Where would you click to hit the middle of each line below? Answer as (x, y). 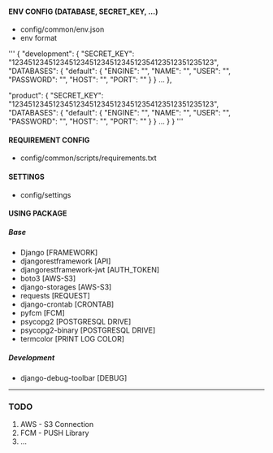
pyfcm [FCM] (42, 313)
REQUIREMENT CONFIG (49, 140)
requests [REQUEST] (55, 296)
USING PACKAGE (38, 213)
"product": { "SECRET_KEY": (56, 96)
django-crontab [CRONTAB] (67, 304)
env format (39, 38)
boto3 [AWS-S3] (48, 279)
